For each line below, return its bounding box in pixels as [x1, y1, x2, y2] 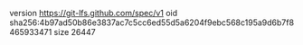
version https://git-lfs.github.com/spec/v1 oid [9, 8, 178, 18]
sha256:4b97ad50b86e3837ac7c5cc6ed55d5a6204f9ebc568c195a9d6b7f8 [9, 17, 295, 28]
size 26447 [53, 27, 97, 37]
